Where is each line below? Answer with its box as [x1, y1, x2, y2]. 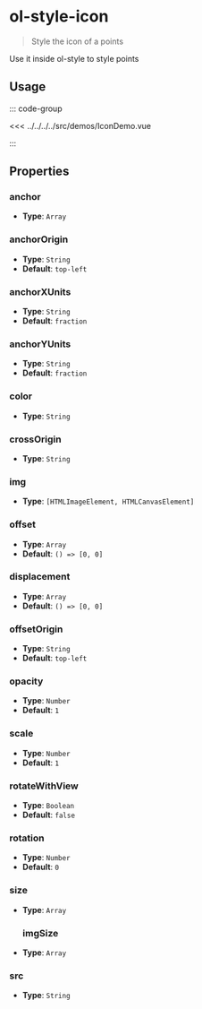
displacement [9, 571, 71, 583]
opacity [9, 675, 44, 687]
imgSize [21, 927, 59, 939]
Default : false [21, 809, 76, 820]
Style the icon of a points [30, 36, 123, 47]
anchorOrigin [9, 233, 69, 246]
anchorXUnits [9, 285, 72, 298]
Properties [9, 164, 70, 179]
